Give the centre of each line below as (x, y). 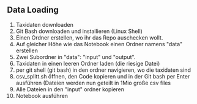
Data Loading (33, 10)
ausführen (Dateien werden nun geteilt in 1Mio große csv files (93, 83)
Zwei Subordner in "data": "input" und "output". (76, 57)
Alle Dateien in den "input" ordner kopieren (70, 89)
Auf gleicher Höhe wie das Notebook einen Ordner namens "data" (99, 44)
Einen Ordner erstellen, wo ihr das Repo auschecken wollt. (89, 37)
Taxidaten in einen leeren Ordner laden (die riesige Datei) (88, 63)
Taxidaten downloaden (45, 24)
